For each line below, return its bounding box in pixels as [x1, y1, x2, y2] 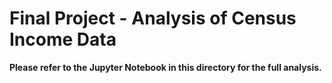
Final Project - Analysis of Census [9, 7, 297, 30]
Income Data [9, 28, 117, 51]
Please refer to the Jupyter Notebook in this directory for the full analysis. [9, 61, 322, 73]
